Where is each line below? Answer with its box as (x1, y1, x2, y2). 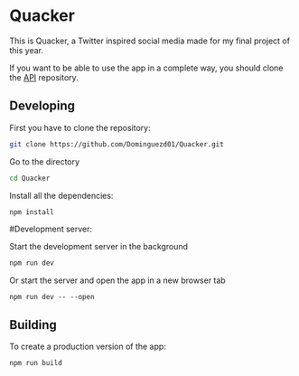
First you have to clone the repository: (9, 122, 151, 133)
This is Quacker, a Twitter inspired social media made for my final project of (9, 35, 291, 46)
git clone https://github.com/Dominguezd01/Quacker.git (9, 139, 224, 149)
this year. (9, 44, 43, 55)
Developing (9, 99, 75, 114)
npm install (9, 207, 54, 217)
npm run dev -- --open (9, 293, 95, 302)
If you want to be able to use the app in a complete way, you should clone (9, 62, 284, 73)
